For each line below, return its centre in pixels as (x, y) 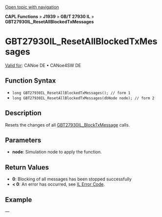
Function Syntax (30, 81)
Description (23, 113)
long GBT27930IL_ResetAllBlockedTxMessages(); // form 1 (71, 93)
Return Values (27, 167)
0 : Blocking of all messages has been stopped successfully (72, 179)
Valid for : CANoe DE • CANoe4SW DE (43, 65)
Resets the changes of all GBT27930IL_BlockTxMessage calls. (68, 125)
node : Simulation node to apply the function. (57, 152)
